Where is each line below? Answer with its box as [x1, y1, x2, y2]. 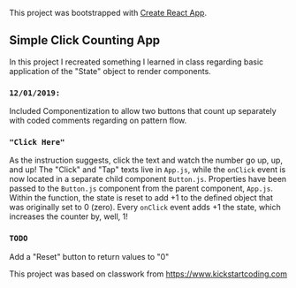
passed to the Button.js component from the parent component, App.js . [9, 183, 274, 193]
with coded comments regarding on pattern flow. [9, 115, 187, 126]
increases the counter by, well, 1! [9, 211, 128, 222]
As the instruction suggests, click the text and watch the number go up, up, [9, 155, 283, 166]
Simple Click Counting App [9, 33, 161, 48]
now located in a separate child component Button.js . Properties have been [9, 174, 287, 185]
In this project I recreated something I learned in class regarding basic [9, 57, 264, 67]
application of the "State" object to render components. [9, 65, 212, 76]
